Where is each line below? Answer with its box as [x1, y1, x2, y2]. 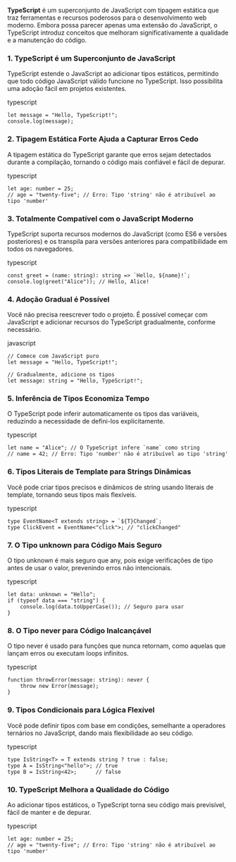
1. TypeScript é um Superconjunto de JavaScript [7, 53, 176, 63]
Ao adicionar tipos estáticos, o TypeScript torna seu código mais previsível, [7, 800, 226, 809]
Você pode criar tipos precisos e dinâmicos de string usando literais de [7, 483, 213, 491]
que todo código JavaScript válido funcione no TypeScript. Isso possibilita [7, 77, 223, 85]
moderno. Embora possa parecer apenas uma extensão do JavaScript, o [7, 21, 218, 29]
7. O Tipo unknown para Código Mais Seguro [7, 540, 162, 550]
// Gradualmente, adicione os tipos [7, 371, 115, 378]
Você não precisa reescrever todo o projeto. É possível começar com [7, 310, 208, 319]
